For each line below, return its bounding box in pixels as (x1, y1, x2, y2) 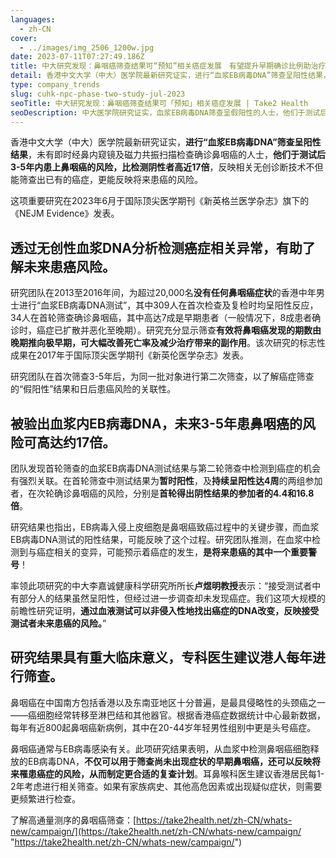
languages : (10, 14, 56, 25)
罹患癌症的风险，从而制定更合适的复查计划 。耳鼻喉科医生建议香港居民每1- (18, 767, 325, 780)
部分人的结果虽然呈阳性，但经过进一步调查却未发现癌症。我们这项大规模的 (18, 592, 326, 604)
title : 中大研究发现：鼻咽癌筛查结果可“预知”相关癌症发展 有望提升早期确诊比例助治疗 (10, 61, 327, 71)
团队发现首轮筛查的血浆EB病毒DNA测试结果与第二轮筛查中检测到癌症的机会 (10, 462, 321, 474)
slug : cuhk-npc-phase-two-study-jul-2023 (10, 89, 186, 99)
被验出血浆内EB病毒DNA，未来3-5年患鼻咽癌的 (10, 415, 303, 432)
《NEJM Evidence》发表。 (10, 207, 120, 220)
